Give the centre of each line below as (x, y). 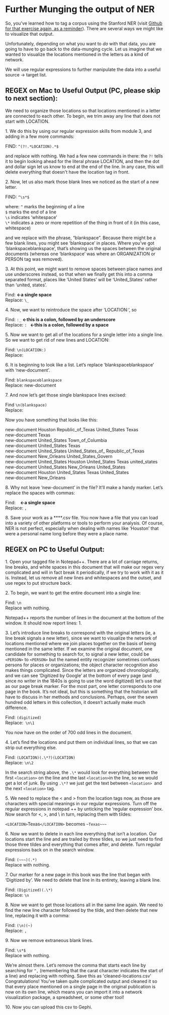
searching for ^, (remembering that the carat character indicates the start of (84, 970)
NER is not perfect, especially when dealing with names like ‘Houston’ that (82, 528)
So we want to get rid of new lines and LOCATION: (57, 340)
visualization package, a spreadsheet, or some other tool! (65, 997)
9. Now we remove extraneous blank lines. (49, 940)
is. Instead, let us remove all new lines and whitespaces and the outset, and (83, 578)
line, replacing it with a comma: (37, 915)
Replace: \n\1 (20, 723)
